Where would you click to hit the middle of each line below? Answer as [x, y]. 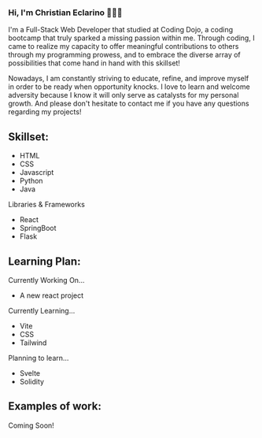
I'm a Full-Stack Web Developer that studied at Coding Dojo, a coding [121, 30]
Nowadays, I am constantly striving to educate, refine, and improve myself [129, 79]
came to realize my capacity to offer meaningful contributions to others [124, 46]
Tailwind [33, 343]
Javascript [37, 173]
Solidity [32, 381]
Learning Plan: [44, 261]
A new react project [52, 295]
